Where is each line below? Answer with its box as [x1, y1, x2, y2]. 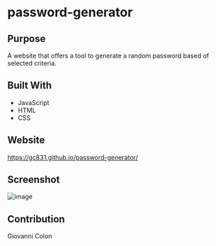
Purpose [7, 33, 46, 45]
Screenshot [7, 173, 60, 186]
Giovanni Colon [7, 232, 53, 240]
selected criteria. [7, 59, 57, 68]
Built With [7, 80, 52, 92]
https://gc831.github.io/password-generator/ [7, 153, 139, 161]
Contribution [7, 213, 65, 225]
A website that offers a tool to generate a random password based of [7, 51, 210, 60]
